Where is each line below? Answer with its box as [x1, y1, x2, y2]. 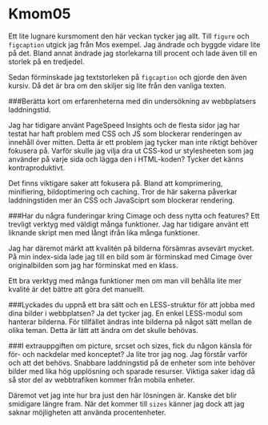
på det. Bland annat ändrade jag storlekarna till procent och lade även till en [8, 48, 258, 58]
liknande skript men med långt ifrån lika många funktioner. [8, 227, 200, 237]
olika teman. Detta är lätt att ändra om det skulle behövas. [8, 325, 198, 335]
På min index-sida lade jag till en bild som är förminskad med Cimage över [8, 251, 253, 261]
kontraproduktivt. [8, 162, 66, 172]
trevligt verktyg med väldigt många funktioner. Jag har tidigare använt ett [8, 219, 250, 229]
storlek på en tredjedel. [8, 57, 85, 66]
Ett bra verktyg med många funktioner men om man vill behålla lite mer [8, 275, 242, 285]
